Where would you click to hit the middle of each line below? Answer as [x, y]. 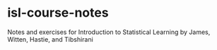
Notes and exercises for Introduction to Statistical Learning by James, [109, 32]
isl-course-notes [58, 13]
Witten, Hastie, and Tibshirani [50, 39]
